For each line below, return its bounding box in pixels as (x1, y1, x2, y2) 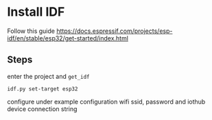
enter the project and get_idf (7, 72, 91, 80)
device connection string (7, 104, 78, 113)
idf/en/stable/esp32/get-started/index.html (7, 34, 129, 42)
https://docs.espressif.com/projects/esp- (56, 27, 173, 35)
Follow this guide (7, 27, 55, 35)
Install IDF (7, 4, 65, 20)
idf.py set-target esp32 (7, 85, 78, 93)
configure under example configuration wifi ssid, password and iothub (7, 97, 206, 106)
